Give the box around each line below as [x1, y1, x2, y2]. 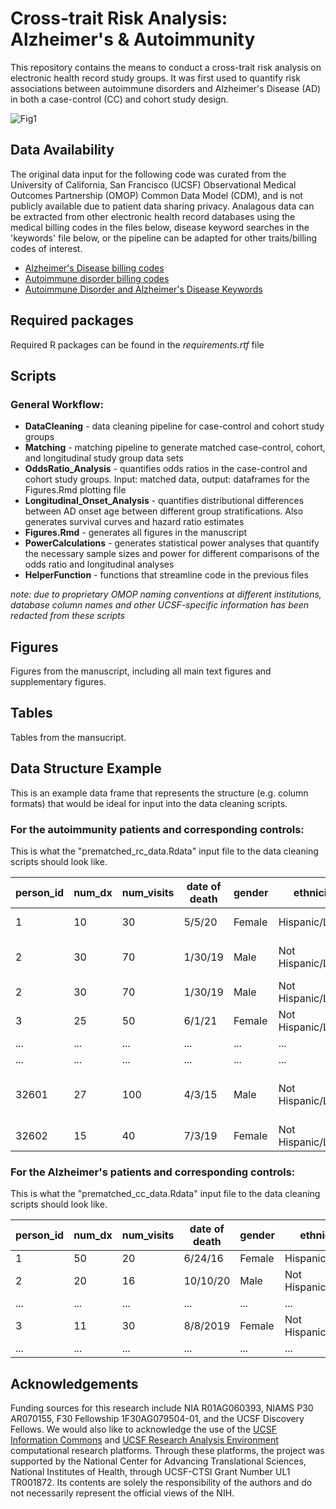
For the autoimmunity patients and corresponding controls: [10, 822, 305, 836]
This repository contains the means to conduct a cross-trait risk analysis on [10, 61, 322, 73]
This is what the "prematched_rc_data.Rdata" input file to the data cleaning [10, 845, 319, 857]
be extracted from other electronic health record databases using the [10, 210, 296, 222]
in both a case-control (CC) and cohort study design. [10, 93, 229, 105]
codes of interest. [10, 242, 83, 254]
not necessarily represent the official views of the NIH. [10, 1487, 235, 1499]
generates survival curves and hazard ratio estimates [24, 516, 245, 528]
